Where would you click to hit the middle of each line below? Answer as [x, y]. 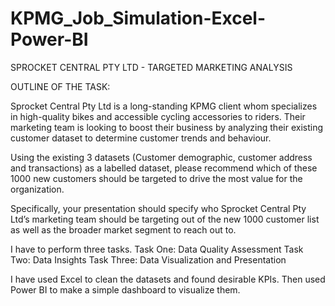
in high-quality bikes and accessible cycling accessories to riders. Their [158, 116]
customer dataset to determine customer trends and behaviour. [141, 138]
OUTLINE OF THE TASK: [60, 86]
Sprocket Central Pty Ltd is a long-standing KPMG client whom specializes [164, 106]
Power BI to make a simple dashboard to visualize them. [125, 289]
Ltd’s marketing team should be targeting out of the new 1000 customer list [165, 219]
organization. [37, 189]
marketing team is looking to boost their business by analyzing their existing [166, 127]
